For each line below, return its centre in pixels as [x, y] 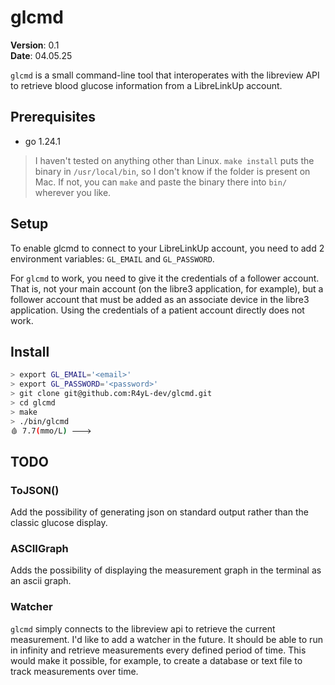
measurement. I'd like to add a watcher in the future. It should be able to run [166, 639]
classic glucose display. [59, 523]
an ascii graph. [41, 581]
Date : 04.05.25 [41, 55]
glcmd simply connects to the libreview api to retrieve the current [143, 628]
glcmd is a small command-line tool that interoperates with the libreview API [165, 75]
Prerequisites [53, 117]
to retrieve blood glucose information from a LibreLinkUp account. [146, 85]
